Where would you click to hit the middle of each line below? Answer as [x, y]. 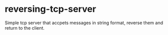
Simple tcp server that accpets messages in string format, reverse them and [84, 23]
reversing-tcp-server [51, 9]
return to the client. [25, 28]
